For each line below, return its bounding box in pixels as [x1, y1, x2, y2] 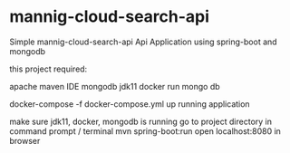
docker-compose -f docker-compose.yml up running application [9, 98, 251, 110]
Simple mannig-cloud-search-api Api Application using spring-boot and [9, 36, 278, 47]
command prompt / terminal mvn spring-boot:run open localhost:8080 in [9, 125, 281, 137]
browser [9, 135, 41, 146]
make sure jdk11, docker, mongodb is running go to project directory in [9, 116, 272, 127]
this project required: [9, 63, 88, 74]
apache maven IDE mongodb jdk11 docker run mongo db [9, 81, 220, 91]
